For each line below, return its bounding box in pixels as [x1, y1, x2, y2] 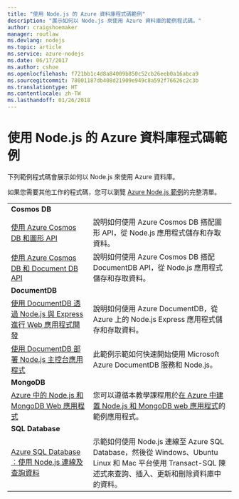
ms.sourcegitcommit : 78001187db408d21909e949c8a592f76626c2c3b [7, 76, 199, 84]
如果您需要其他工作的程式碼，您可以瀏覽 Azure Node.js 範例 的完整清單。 [7, 187, 221, 196]
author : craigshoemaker [7, 24, 78, 31]
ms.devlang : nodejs [7, 37, 65, 44]
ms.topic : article [7, 44, 62, 51]
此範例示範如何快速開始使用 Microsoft [92, 349, 220, 359]
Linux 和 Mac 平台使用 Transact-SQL [92, 458, 217, 468]
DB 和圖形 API [11, 233, 58, 243]
